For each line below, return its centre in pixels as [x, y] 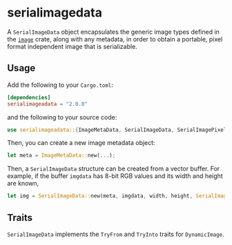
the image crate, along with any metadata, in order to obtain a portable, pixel [115, 39]
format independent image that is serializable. [72, 46]
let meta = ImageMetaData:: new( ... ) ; [61, 156]
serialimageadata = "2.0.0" [48, 104]
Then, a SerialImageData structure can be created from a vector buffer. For [114, 169]
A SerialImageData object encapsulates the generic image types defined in [113, 32]
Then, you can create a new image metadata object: [81, 143]
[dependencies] [29, 97]
